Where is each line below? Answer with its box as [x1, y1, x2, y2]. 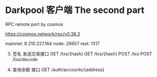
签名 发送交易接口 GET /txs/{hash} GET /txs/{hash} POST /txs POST [12, 51, 152, 57]
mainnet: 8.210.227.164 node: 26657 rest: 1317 [5, 40, 100, 46]
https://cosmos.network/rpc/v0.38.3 [5, 31, 80, 37]
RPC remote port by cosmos [5, 21, 63, 27]
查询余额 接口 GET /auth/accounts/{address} [12, 67, 105, 73]
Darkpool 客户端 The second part [5, 4, 144, 16]
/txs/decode [12, 56, 38, 62]
